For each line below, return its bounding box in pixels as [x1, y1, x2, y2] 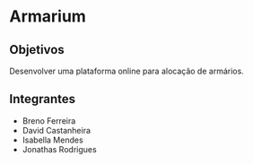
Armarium [9, 6, 87, 27]
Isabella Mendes [22, 134, 83, 145]
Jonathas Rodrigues [22, 143, 97, 154]
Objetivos [9, 42, 65, 57]
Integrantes [9, 91, 76, 107]
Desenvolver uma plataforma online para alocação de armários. [9, 65, 244, 76]
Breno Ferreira [22, 115, 76, 126]
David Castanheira [22, 125, 92, 135]
